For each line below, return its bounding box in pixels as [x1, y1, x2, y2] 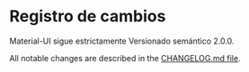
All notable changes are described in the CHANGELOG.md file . [9, 52, 241, 63]
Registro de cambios [9, 6, 166, 27]
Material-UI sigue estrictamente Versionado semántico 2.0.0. [9, 36, 235, 46]
